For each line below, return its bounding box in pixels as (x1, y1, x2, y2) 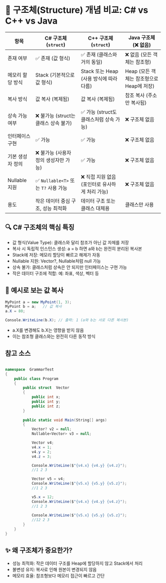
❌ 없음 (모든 (125, 51, 152, 58)
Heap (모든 (125, 68, 150, 75)
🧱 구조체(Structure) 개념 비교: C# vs (5, 4, 148, 16)
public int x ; (31, 395, 61, 400)
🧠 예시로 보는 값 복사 (5, 286, 64, 294)
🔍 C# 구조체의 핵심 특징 (5, 223, 75, 232)
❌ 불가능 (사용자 (35, 149, 72, 156)
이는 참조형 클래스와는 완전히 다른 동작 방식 (12, 333, 96, 339)
